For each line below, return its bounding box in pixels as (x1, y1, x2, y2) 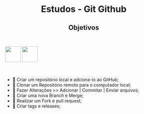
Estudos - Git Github (40, 3, 127, 15)
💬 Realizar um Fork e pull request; (12, 98, 82, 104)
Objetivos (68, 23, 99, 32)
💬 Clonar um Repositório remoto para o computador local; (12, 82, 131, 88)
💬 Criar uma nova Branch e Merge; (12, 93, 84, 98)
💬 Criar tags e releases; (12, 103, 61, 109)
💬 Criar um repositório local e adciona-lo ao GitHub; (12, 77, 119, 83)
